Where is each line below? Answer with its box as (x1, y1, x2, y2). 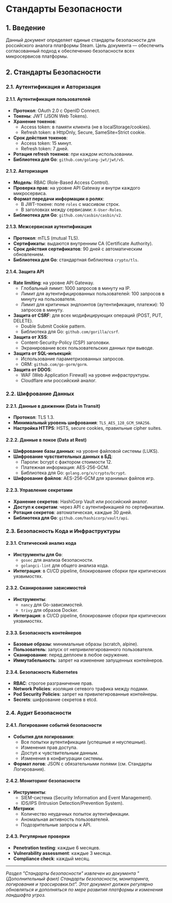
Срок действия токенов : (13, 134, 68, 141)
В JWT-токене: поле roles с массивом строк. (20, 201, 120, 207)
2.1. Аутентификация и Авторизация (6, 83, 101, 90)
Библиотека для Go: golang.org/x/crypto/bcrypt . (20, 470, 127, 476)
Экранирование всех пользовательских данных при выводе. (20, 345, 154, 351)
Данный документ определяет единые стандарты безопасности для (6, 37, 156, 43)
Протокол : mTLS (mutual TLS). (13, 235, 80, 241)
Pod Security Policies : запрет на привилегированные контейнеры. (13, 691, 158, 698)
